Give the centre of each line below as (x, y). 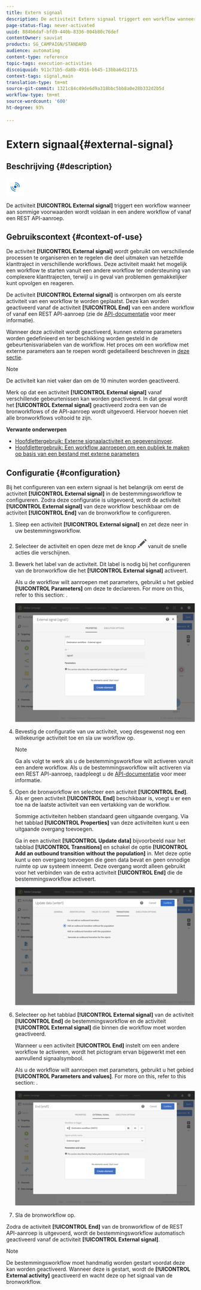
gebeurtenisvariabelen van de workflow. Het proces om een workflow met (98, 345)
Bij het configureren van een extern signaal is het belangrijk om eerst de (95, 487)
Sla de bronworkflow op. (45, 1215)
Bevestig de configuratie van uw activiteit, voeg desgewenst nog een (100, 731)
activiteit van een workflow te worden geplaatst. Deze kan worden (88, 301)
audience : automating (33, 51)
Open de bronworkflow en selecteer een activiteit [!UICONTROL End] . (101, 792)
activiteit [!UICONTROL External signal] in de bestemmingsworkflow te (94, 494)
